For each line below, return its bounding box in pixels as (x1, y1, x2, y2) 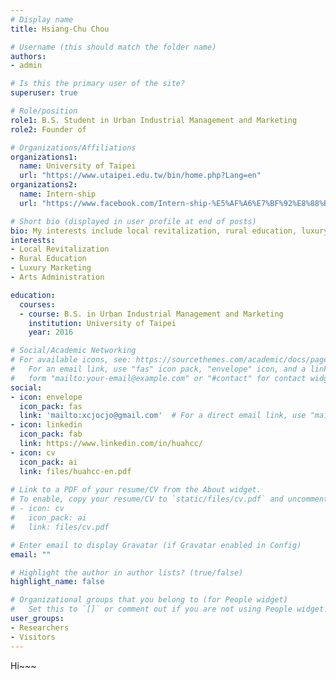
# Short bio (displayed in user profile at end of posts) (10, 216, 257, 226)
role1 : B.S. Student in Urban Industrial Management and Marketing (10, 115, 298, 125)
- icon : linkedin (10, 420, 83, 430)
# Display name (10, 14, 74, 25)
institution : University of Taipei (28, 318, 177, 328)
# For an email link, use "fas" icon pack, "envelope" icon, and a (10, 364, 307, 374)
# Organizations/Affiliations (10, 142, 137, 153)
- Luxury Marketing (10, 263, 92, 273)
